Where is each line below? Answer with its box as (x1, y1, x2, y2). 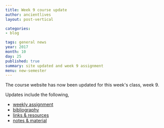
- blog (5, 31, 19, 36)
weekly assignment (12, 102, 53, 108)
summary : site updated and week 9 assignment (5, 63, 103, 68)
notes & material (12, 117, 47, 124)
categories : (5, 26, 31, 31)
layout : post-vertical (5, 17, 53, 22)
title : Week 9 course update (5, 7, 67, 13)
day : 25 (5, 54, 22, 59)
